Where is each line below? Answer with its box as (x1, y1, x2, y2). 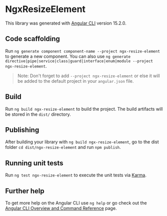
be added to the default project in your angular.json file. (17, 78, 134, 84)
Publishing (5, 125, 39, 134)
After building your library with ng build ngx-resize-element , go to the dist (5, 139, 159, 145)
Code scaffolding (5, 35, 60, 43)
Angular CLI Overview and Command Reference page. (5, 205, 117, 211)
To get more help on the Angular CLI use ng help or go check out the (5, 200, 147, 206)
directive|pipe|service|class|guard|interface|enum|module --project (5, 59, 153, 64)
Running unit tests (5, 159, 63, 167)
